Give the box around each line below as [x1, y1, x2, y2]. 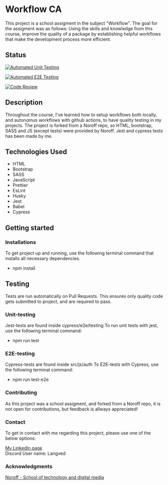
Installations [5, 238, 36, 246]
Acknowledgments [5, 463, 53, 470]
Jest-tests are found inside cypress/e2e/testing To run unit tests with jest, [5, 322, 158, 329]
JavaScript [12, 177, 35, 183]
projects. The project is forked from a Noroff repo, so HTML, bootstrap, [5, 122, 153, 128]
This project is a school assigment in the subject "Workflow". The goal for [5, 20, 157, 26]
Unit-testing [5, 311, 36, 318]
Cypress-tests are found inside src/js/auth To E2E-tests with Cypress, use [5, 361, 159, 368]
